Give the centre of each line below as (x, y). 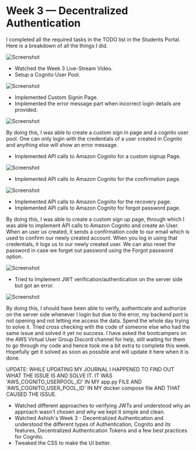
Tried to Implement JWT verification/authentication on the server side (99, 279)
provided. (26, 110)
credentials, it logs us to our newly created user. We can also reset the (91, 244)
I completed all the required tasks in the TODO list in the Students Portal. (93, 39)
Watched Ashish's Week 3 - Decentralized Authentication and (89, 418)
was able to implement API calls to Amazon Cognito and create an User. (92, 225)
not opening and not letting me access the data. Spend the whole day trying (97, 320)
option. (15, 257)
